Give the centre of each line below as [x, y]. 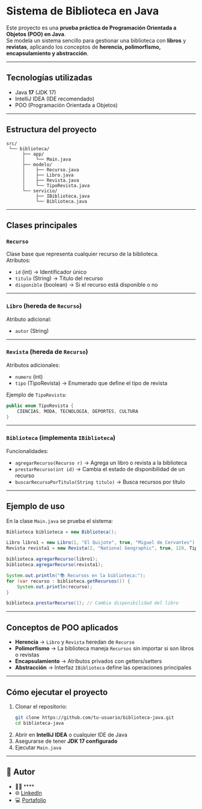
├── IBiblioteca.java [63, 196]
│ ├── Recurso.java [50, 169]
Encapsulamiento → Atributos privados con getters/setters [88, 661]
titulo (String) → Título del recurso [59, 278]
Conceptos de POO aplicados [62, 627]
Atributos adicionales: [33, 365]
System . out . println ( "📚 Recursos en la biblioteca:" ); [76, 575]
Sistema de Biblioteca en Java [83, 11]
